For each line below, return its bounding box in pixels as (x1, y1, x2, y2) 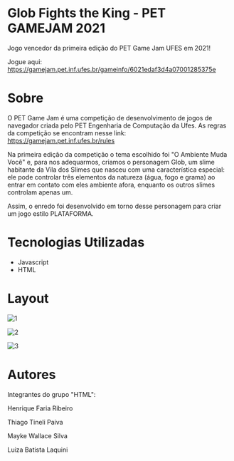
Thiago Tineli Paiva (7, 418, 63, 426)
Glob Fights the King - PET (7, 5, 166, 21)
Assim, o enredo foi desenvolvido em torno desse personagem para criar (7, 202, 222, 210)
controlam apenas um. (7, 187, 73, 197)
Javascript (17, 258, 49, 266)
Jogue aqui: (7, 57, 43, 66)
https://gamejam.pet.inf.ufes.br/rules (7, 136, 115, 145)
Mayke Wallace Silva (7, 431, 68, 440)
